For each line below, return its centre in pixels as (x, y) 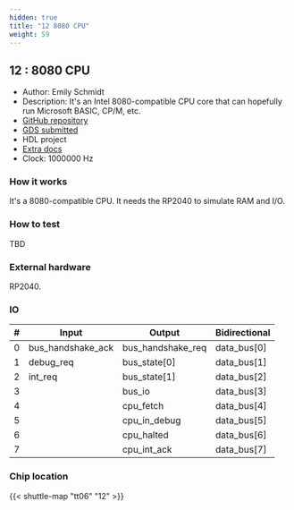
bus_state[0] (149, 362)
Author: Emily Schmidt (63, 92)
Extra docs (42, 149)
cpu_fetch (143, 406)
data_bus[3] (241, 392)
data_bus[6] (241, 435)
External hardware (50, 267)
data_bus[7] (241, 450)
